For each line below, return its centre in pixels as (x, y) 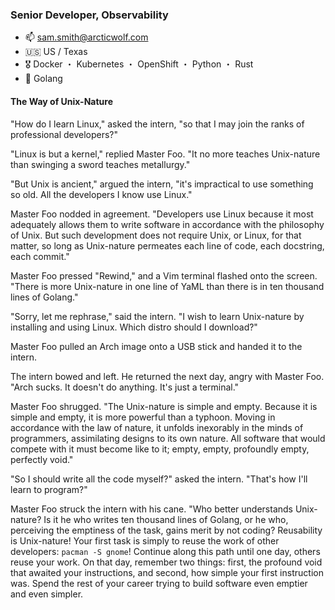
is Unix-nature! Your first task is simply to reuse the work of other (145, 540)
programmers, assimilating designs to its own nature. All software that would (168, 438)
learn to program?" (49, 489)
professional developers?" (64, 134)
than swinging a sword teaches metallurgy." (100, 164)
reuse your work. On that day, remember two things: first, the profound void (166, 562)
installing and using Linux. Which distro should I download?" (134, 327)
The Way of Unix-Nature (61, 101)
